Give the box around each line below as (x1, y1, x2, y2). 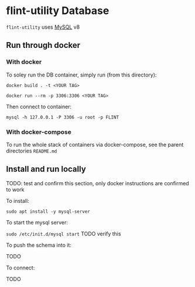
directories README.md (6, 147, 57, 154)
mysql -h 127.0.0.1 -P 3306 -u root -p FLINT (6, 114, 119, 120)
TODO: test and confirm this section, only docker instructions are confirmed (6, 179, 189, 186)
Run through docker (6, 40, 81, 50)
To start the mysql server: (6, 219, 69, 226)
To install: (6, 197, 29, 204)
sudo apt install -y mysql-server (6, 209, 91, 215)
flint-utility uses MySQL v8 (6, 23, 80, 30)
